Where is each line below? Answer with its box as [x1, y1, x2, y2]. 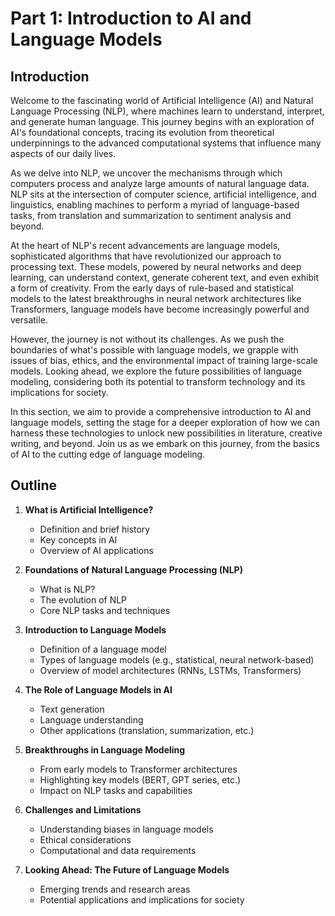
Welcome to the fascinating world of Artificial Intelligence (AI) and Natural [10, 95, 314, 106]
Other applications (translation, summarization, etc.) [39, 724, 255, 736]
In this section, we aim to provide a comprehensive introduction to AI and [10, 406, 312, 417]
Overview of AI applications [39, 544, 154, 556]
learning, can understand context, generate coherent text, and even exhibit [10, 272, 320, 283]
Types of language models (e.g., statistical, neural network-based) [39, 653, 315, 666]
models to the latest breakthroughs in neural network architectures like [10, 293, 302, 304]
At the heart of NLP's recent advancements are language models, [10, 240, 281, 251]
